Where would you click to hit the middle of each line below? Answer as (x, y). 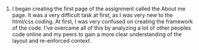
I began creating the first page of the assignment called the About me (99, 9)
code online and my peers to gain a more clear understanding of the (97, 34)
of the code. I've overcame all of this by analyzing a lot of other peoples (102, 28)
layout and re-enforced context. (52, 41)
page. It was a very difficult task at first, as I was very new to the (93, 15)
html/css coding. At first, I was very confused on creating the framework (103, 21)
